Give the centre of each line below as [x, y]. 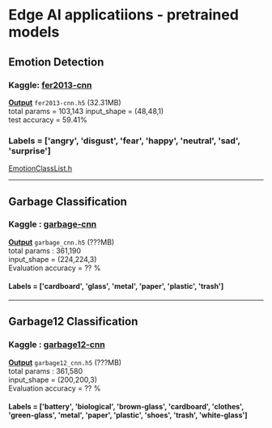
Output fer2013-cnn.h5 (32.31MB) [65, 102]
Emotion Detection [56, 62]
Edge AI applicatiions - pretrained [123, 15]
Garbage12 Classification [73, 322]
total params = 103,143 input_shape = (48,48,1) [86, 111]
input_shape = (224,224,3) [53, 259]
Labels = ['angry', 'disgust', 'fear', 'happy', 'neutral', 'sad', [124, 141]
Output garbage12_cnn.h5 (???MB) [65, 362]
